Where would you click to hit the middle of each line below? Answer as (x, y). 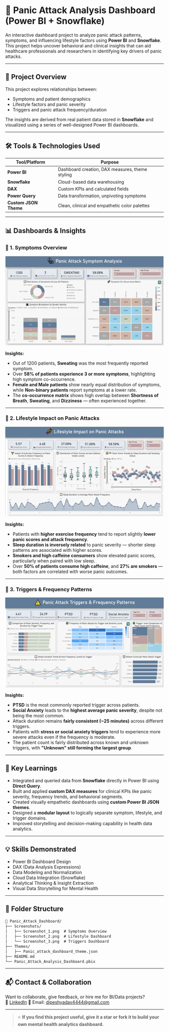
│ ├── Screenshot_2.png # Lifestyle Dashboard (58, 936)
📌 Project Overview (36, 77)
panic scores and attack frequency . (50, 539)
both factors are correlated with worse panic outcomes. (70, 571)
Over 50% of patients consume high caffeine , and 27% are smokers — (88, 566)
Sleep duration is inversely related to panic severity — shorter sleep (84, 545)
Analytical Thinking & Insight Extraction (53, 883)
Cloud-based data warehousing (91, 182)
